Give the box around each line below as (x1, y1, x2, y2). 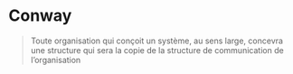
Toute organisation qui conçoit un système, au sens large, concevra (30, 35, 284, 46)
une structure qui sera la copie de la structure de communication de (30, 44, 284, 55)
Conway (8, 5, 72, 26)
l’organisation (30, 54, 81, 65)
